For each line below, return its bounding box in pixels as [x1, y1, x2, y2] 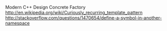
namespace [5, 20, 30, 26]
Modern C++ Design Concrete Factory [5, 4, 86, 10]
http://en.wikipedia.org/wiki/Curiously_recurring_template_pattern [5, 9, 143, 15]
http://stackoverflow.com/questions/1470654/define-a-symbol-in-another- [5, 15, 162, 20]
